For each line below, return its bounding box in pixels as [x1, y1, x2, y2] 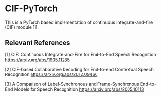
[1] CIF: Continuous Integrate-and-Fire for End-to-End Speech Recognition [5, 51, 156, 57]
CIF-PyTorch [5, 3, 58, 14]
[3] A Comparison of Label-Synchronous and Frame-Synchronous [5, 81, 139, 87]
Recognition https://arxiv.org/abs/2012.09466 [5, 72, 98, 77]
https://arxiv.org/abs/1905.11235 [5, 57, 70, 63]
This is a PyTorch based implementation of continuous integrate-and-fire [5, 19, 153, 25]
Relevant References [5, 39, 70, 47]
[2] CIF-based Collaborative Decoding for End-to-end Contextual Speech [5, 66, 154, 72]
